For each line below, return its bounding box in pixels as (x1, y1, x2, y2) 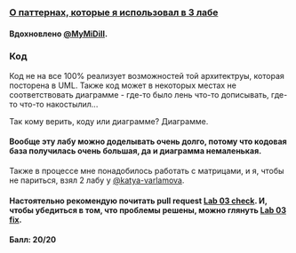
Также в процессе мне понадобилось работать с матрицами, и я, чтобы (9, 166, 284, 177)
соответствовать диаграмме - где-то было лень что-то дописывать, (9, 89, 269, 99)
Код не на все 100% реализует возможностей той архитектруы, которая (9, 70, 284, 81)
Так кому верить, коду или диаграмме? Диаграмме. (9, 115, 209, 126)
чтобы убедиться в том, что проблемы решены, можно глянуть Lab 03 (9, 204, 287, 215)
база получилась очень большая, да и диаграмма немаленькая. (9, 146, 262, 156)
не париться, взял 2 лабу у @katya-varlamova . (9, 175, 185, 186)
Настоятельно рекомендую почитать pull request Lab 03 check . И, (9, 195, 268, 206)
